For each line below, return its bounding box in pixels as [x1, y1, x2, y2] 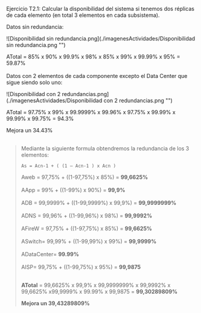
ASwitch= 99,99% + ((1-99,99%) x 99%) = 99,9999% [21, 238, 157, 245]
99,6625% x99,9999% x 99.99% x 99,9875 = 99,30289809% [21, 288, 178, 295]
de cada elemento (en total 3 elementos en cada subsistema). [6, 11, 160, 19]
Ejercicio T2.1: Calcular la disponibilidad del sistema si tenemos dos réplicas [6, 5, 195, 12]
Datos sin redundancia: [6, 24, 64, 30]
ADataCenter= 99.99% [21, 251, 80, 257]
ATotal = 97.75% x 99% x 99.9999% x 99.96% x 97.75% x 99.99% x [6, 109, 176, 115]
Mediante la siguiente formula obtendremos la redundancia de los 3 [21, 145, 190, 152]
